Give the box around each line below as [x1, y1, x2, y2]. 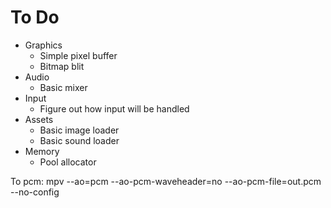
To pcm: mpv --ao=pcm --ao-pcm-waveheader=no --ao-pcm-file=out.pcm [10, 175, 322, 187]
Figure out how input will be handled [39, 102, 190, 115]
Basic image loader [39, 124, 120, 136]
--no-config [10, 186, 60, 198]
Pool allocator [39, 156, 97, 168]
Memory [24, 145, 60, 157]
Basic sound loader [39, 134, 120, 146]
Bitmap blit [39, 60, 85, 72]
